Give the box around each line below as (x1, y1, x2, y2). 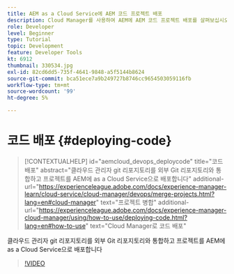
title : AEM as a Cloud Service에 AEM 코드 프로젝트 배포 (7, 10, 163, 17)
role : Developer (7, 23, 54, 30)
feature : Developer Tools (7, 50, 82, 56)
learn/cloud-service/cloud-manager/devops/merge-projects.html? (24, 190, 214, 198)
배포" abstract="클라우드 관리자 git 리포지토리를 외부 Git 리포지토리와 (24, 165, 214, 174)
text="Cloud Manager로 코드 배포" (90, 221, 187, 230)
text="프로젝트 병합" (100, 198, 157, 206)
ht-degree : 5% (7, 95, 49, 102)
